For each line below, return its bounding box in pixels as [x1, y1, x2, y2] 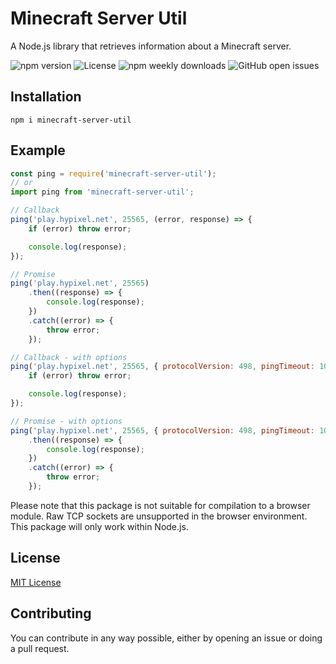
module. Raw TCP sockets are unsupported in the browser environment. [10, 510, 308, 522]
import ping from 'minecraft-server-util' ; [10, 187, 195, 197]
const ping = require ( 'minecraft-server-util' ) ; [10, 168, 217, 179]
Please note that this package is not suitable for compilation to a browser [10, 499, 311, 511]
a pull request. [10, 642, 70, 654]
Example [10, 142, 66, 159]
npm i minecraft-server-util [10, 115, 132, 125]
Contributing [10, 605, 92, 622]
